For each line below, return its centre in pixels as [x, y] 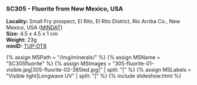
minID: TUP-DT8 [26, 46]
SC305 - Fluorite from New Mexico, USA [65, 9]
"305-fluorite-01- [133, 63]
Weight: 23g [21, 40]
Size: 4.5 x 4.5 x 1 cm [32, 34]
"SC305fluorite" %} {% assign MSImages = [59, 63]
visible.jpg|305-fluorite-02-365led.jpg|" [54, 70]
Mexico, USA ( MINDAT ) [34, 27]
